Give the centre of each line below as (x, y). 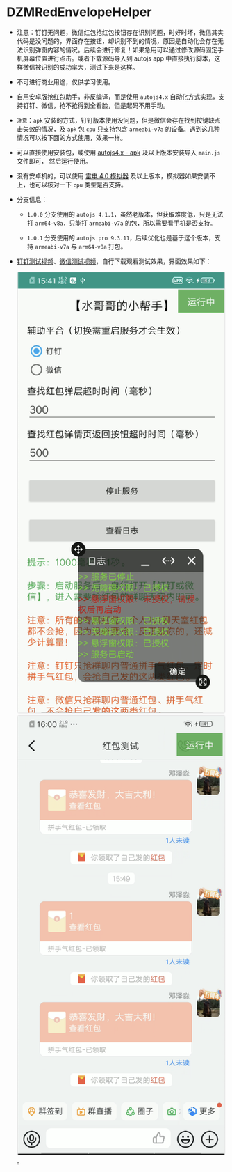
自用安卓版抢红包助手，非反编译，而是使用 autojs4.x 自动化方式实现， (118, 96)
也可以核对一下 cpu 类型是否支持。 (78, 185)
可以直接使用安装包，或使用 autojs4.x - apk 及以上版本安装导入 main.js (118, 152)
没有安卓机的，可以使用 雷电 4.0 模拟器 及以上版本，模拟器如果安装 (113, 175)
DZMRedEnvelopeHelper (79, 12)
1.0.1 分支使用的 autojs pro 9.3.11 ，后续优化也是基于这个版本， (121, 237)
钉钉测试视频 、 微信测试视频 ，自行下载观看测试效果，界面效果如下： (114, 261)
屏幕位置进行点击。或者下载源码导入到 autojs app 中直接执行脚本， (118, 58)
